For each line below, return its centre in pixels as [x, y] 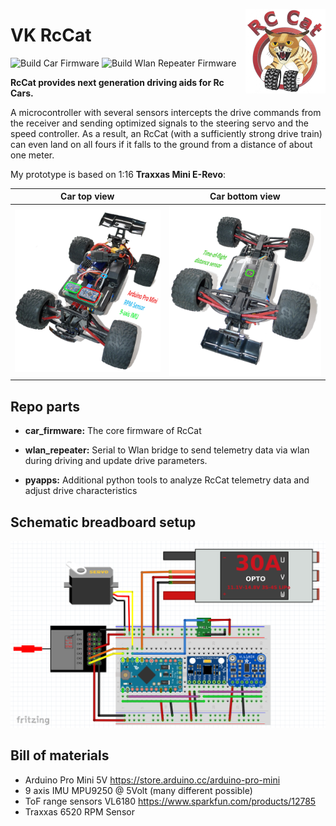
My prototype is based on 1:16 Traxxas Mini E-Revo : [118, 174]
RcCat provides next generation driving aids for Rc [117, 82]
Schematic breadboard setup [103, 522]
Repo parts [45, 406]
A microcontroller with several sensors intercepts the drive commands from [166, 112]
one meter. [32, 155]
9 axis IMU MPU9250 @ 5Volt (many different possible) [138, 790]
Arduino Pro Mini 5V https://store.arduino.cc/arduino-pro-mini [152, 780]
